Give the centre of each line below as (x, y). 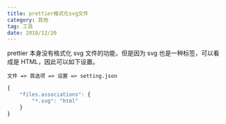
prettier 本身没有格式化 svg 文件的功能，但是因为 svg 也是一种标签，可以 (110, 53)
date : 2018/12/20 (32, 33)
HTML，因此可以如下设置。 (59, 62)
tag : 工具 (20, 26)
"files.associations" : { (55, 95)
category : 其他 (28, 20)
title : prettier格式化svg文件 (48, 13)
